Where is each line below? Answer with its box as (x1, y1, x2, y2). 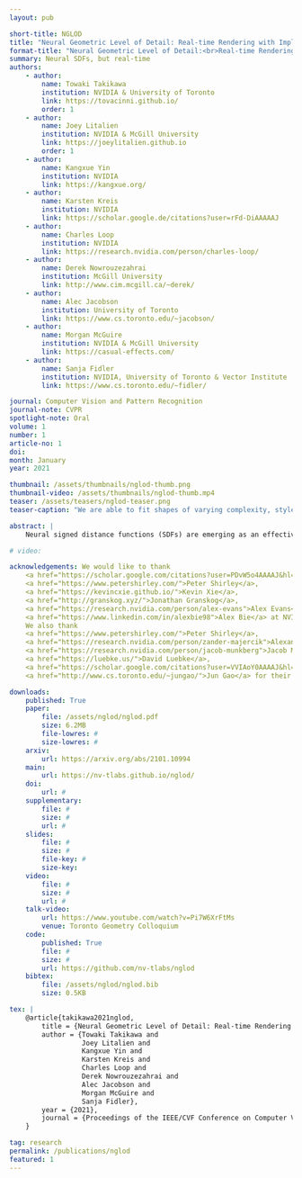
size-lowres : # (41, 737, 99, 747)
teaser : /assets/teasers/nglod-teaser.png (9, 497, 171, 506)
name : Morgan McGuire (41, 330, 123, 340)
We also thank (25, 621, 78, 630)
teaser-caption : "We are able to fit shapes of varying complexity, (9, 505, 271, 514)
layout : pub (9, 13, 54, 22)
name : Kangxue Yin (41, 163, 111, 172)
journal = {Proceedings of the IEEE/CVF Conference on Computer (41, 1113, 288, 1123)
